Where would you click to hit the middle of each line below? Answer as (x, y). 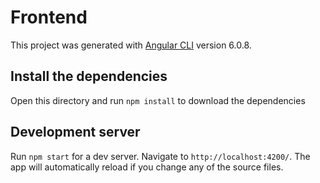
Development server (75, 132)
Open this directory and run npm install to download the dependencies (158, 100)
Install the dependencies (89, 76)
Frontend (49, 17)
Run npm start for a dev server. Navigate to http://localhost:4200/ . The (160, 156)
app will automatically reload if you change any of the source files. (147, 167)
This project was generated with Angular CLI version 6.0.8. (131, 45)
